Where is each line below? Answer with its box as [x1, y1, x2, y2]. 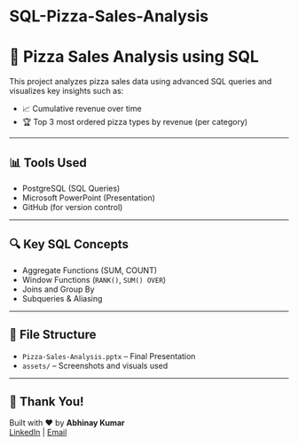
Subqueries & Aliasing [21, 293, 103, 303]
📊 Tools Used [9, 155, 87, 170]
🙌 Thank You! [9, 394, 84, 409]
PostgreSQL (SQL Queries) [21, 183, 121, 193]
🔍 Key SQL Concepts [9, 237, 129, 252]
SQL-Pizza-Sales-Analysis [9, 6, 209, 27]
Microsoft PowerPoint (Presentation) [21, 192, 155, 203]
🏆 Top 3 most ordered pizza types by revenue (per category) [21, 117, 248, 128]
